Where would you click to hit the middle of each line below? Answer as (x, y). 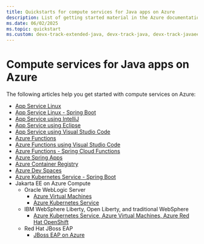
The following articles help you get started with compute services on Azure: (101, 94)
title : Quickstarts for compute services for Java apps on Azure (90, 12)
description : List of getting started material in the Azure (85, 18)
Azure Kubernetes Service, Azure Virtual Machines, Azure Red (111, 215)
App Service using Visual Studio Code (63, 132)
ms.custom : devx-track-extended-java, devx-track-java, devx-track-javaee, (104, 35)
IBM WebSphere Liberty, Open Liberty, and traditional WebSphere (107, 209)
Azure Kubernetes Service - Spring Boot (66, 177)
